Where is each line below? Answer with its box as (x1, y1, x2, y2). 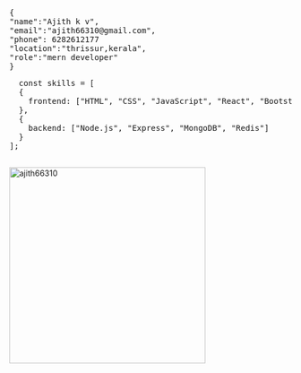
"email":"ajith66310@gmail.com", (9, 26, 157, 35)
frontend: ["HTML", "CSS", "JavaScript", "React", (28, 96, 255, 106)
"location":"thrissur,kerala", (9, 44, 147, 53)
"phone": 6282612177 (9, 35, 100, 44)
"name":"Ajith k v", (9, 17, 100, 26)
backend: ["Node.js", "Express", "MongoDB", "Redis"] (28, 123, 270, 133)
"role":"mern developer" (9, 53, 118, 62)
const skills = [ (18, 78, 95, 88)
